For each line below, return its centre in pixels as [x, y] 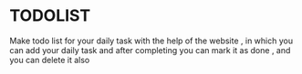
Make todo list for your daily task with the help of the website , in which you [151, 41]
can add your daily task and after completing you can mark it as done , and [150, 50]
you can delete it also [50, 60]
